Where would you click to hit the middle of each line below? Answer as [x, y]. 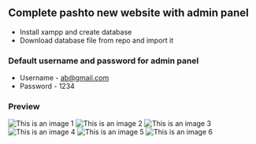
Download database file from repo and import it [96, 40]
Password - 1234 [47, 87]
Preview [24, 107]
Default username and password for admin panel [104, 61]
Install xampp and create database [76, 31]
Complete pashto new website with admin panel [129, 13]
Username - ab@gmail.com [64, 78]
